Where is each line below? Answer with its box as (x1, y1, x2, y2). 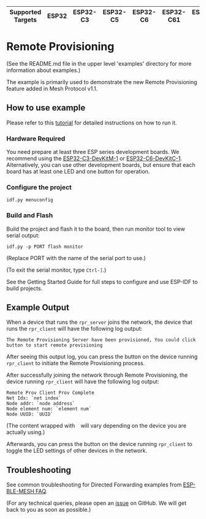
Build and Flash (6, 211, 53, 220)
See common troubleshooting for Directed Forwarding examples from (6, 481, 182, 488)
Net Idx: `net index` (6, 395, 62, 401)
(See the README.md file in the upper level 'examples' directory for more (6, 60, 192, 67)
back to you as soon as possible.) (6, 506, 91, 513)
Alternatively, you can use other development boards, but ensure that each (6, 161, 196, 169)
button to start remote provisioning (6, 342, 103, 348)
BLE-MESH (6, 488, 35, 495)
